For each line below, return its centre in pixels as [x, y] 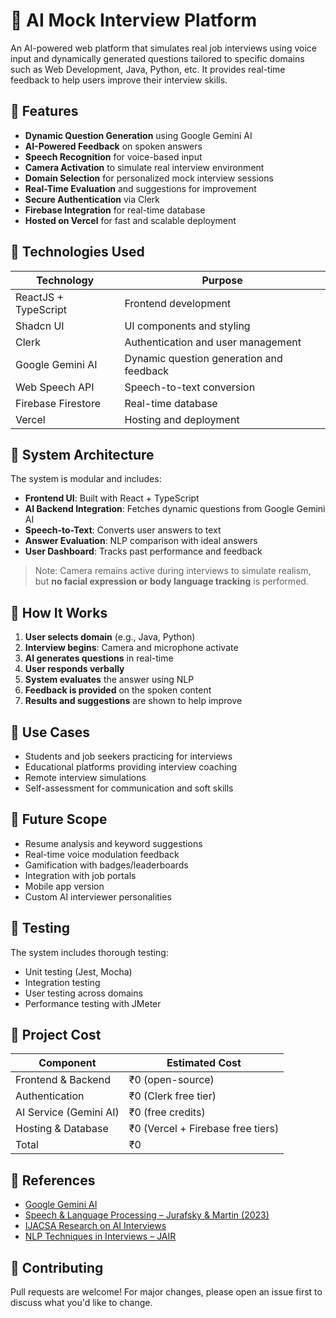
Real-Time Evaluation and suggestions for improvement [140, 188]
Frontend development [178, 303]
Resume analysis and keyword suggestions [113, 843]
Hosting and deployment [182, 419]
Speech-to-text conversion [190, 387]
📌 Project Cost [56, 1035]
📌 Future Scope [59, 819]
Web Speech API [55, 387]
